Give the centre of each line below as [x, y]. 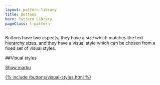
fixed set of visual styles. [31, 48]
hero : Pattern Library [29, 19]
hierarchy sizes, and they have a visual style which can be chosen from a [80, 43]
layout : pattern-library [31, 10]
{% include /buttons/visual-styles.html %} [48, 77]
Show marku [18, 68]
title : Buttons [21, 14]
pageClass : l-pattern [28, 24]
